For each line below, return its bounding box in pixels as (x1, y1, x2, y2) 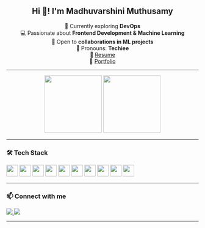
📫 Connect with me (6, 192, 67, 200)
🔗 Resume (89, 51, 116, 58)
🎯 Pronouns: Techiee (76, 44, 129, 52)
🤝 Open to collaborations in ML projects (51, 38, 154, 45)
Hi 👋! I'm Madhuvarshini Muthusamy (32, 6, 173, 17)
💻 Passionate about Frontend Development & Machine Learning (20, 29, 185, 37)
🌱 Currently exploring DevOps (65, 22, 140, 29)
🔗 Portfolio (89, 57, 116, 65)
